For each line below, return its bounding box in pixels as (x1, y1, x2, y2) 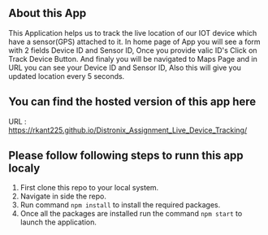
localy (8, 162, 41, 176)
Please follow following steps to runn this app (8, 149, 244, 163)
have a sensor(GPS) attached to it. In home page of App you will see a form (8, 37, 262, 46)
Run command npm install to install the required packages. (19, 200, 221, 210)
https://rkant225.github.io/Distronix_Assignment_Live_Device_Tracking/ (8, 125, 248, 135)
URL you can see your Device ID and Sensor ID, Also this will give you (8, 63, 242, 72)
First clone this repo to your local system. (19, 183, 159, 193)
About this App (8, 7, 87, 20)
